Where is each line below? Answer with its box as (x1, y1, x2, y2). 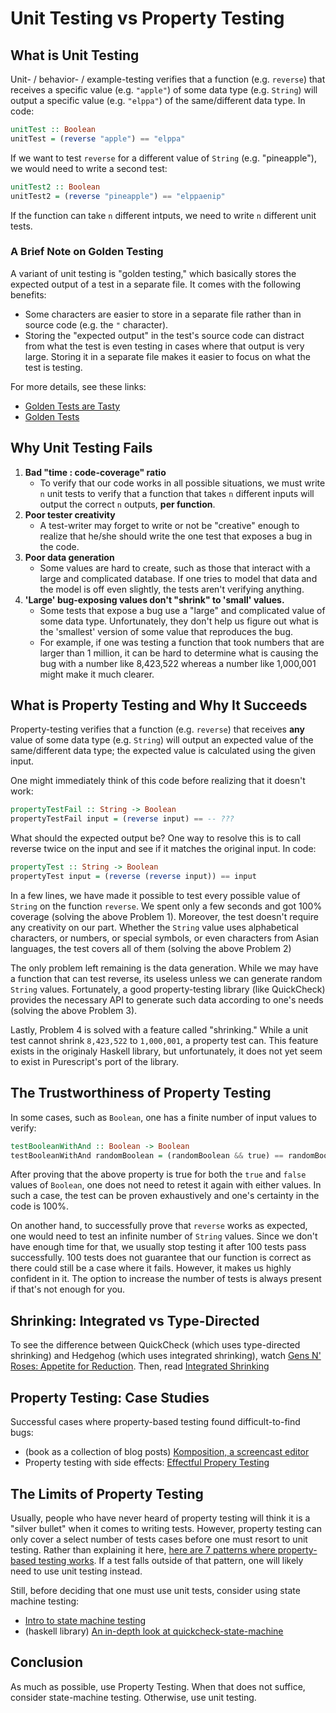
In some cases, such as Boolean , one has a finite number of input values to (10, 1111, 317, 1123)
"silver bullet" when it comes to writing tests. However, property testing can (10, 1522, 322, 1534)
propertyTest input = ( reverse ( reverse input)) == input (10, 872, 257, 882)
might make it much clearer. (39, 668, 155, 680)
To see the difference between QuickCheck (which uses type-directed (10, 1339, 301, 1351)
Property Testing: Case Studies (10, 1389, 210, 1406)
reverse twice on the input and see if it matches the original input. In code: (10, 843, 317, 855)
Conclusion (10, 1654, 84, 1671)
